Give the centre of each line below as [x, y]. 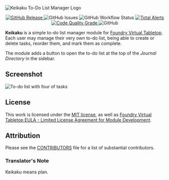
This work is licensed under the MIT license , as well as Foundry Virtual [78, 114]
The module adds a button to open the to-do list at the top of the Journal [81, 53]
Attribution [23, 136]
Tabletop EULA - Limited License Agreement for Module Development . [78, 120]
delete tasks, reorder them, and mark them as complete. [64, 43]
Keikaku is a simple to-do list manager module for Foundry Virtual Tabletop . [84, 33]
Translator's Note [27, 161]
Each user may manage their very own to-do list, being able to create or [80, 38]
